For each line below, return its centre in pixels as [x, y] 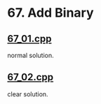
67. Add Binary [50, 13]
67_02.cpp [31, 77]
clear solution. [28, 94]
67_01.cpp [29, 39]
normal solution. [31, 55]
